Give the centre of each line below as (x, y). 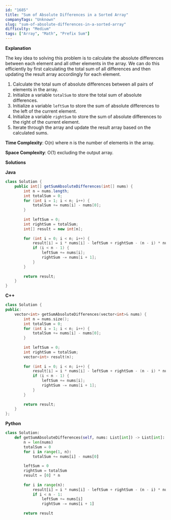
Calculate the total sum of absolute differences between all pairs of (83, 84)
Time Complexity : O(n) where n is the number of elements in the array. (80, 143)
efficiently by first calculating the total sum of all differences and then (78, 69)
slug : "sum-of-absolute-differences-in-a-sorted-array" (66, 24)
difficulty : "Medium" (28, 29)
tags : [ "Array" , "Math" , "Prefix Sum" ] (48, 34)
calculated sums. (31, 133)
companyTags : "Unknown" (31, 19)
